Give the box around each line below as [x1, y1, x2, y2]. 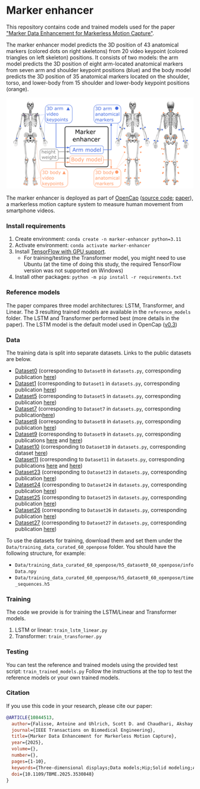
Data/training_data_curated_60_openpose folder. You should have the [6, 543, 176, 550]
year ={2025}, [11, 740, 44, 745]
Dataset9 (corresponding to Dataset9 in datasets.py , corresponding [14, 430, 182, 437]
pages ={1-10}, [11, 758, 46, 765]
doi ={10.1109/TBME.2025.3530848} [11, 771, 95, 777]
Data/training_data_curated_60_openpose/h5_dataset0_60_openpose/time [14, 574, 194, 581]
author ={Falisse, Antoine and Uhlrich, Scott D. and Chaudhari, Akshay [11, 720, 193, 727]
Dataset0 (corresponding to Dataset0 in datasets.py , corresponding [14, 367, 182, 374]
